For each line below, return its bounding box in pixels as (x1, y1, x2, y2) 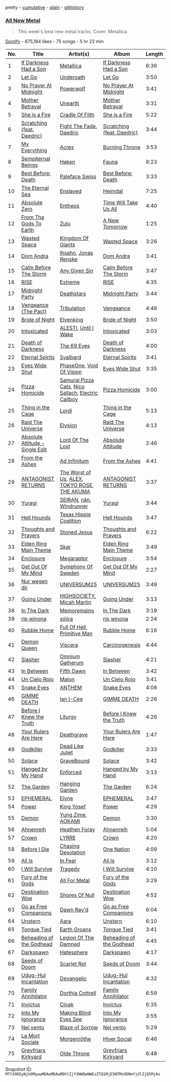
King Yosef (60, 803, 86, 810)
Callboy (60, 396, 78, 403)
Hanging (60, 780, 80, 787)
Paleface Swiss (60, 173, 97, 180)
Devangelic (60, 975, 87, 982)
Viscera (60, 642, 78, 649)
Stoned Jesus (60, 529, 93, 536)
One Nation (103, 846, 130, 853)
